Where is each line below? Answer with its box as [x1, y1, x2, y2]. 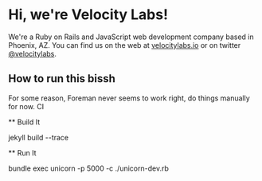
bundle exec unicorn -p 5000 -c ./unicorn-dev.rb [8, 163, 169, 173]
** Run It [8, 148, 37, 157]
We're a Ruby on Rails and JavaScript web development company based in [8, 32, 254, 41]
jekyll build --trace [8, 132, 69, 142]
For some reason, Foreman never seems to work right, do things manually [8, 93, 251, 103]
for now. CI [8, 101, 45, 111]
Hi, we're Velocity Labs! [8, 6, 169, 24]
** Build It [8, 117, 41, 127]
